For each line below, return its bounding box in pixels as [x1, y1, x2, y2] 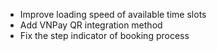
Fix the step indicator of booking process [19, 30, 190, 41]
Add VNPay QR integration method [19, 19, 163, 31]
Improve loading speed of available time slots [19, 9, 207, 20]
